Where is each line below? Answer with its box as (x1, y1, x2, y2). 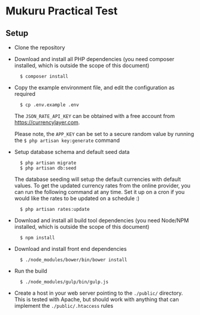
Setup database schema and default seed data (14, 149, 130, 155)
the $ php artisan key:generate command (14, 137, 120, 144)
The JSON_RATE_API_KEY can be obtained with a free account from (14, 113, 175, 119)
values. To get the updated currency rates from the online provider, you (14, 182, 191, 189)
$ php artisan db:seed (20, 165, 77, 171)
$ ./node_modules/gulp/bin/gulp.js (20, 279, 109, 285)
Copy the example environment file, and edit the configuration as (14, 84, 175, 91)
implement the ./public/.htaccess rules (14, 302, 114, 309)
